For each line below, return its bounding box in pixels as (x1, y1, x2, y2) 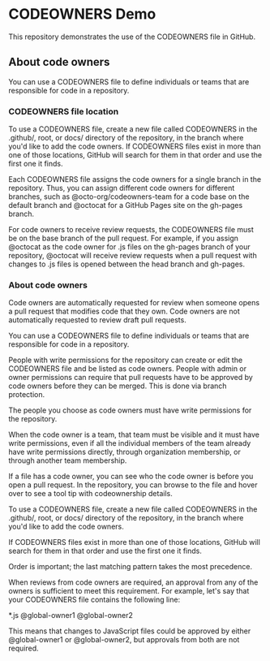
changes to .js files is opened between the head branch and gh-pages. (8, 259, 246, 269)
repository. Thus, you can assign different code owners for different (8, 184, 235, 193)
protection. (8, 390, 45, 400)
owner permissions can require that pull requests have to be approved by (8, 373, 253, 382)
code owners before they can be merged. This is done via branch (8, 381, 227, 391)
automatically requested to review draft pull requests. (8, 315, 186, 325)
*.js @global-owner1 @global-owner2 (8, 611, 134, 620)
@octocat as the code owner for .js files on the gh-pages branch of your (8, 242, 251, 252)
